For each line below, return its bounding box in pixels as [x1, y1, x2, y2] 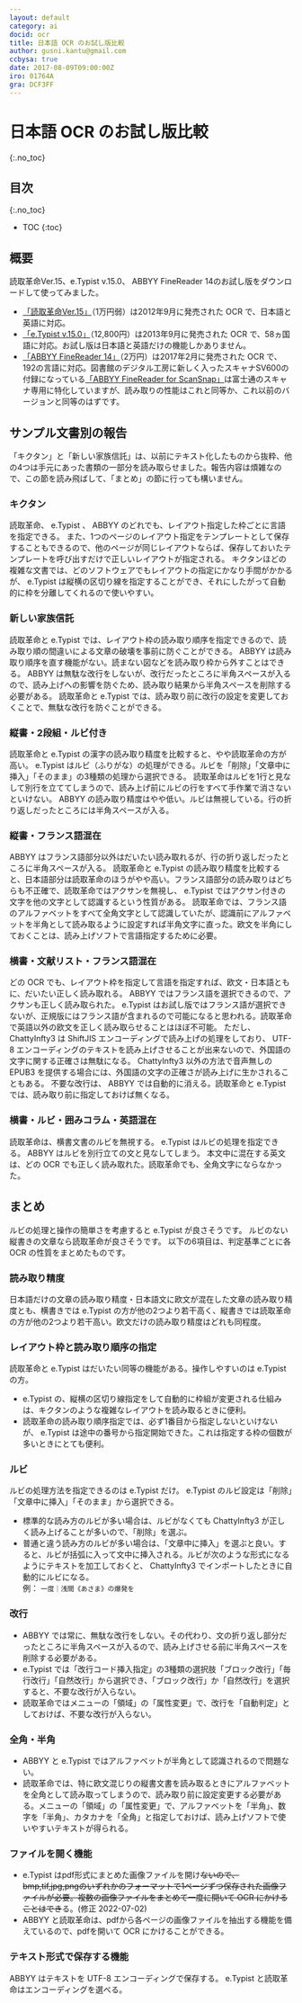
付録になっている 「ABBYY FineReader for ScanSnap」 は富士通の [22, 374, 264, 385]
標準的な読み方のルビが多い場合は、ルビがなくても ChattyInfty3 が [22, 1516, 270, 1526]
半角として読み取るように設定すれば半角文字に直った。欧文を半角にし [32, 919, 293, 930]
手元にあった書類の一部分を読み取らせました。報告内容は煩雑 [38, 462, 267, 472]
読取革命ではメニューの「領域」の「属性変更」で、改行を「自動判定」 [22, 1697, 283, 1708]
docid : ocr [9, 30, 50, 39]
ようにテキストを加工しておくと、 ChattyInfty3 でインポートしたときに [22, 1560, 285, 1571]
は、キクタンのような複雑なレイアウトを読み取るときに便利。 [22, 1405, 252, 1416]
